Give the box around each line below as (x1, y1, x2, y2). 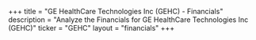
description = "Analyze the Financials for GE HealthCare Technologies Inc (8, 15, 249, 24)
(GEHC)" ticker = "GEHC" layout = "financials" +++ (8, 24, 175, 32)
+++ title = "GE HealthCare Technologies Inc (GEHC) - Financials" (8, 7, 224, 16)
